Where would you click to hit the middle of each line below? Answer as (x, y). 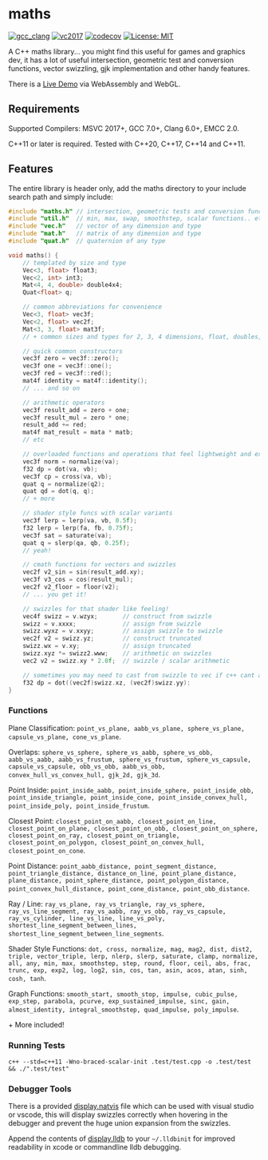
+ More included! (37, 1024)
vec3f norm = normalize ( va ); (71, 461)
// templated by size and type (75, 263)
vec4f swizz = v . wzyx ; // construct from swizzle (118, 616)
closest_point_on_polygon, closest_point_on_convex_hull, (106, 842)
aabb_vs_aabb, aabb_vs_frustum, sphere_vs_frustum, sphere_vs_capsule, (130, 760)
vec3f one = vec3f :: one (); (67, 366)
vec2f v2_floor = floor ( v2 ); (71, 587)
